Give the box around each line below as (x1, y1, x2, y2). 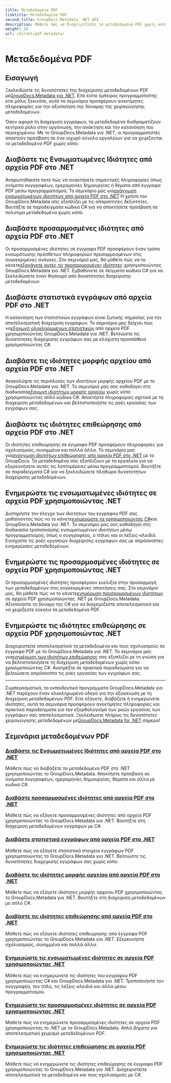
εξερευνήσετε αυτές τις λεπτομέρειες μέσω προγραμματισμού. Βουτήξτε (5, 463, 161, 469)
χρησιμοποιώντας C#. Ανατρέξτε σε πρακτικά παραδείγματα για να (5, 665, 149, 671)
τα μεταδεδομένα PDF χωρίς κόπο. (5, 140, 79, 146)
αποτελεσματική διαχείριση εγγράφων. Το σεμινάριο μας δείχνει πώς (5, 320, 153, 326)
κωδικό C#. (5, 782, 29, 788)
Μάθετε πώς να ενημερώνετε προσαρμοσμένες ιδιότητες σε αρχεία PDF (5, 1019, 160, 1025)
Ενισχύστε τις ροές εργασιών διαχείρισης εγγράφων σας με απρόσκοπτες (5, 537, 164, 544)
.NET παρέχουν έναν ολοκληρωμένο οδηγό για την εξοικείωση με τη (5, 690, 152, 696)
